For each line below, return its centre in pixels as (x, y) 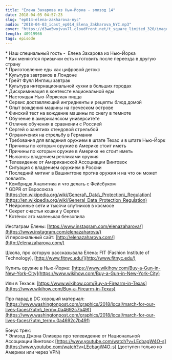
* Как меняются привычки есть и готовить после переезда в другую (81, 58)
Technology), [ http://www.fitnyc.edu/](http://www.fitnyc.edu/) (70, 258)
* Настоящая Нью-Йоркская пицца (44, 97)
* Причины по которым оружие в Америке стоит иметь (66, 145)
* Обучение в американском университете (52, 118)
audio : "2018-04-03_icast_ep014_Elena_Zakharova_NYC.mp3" (68, 24)
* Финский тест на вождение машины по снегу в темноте (68, 113)
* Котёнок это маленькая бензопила (45, 216)
